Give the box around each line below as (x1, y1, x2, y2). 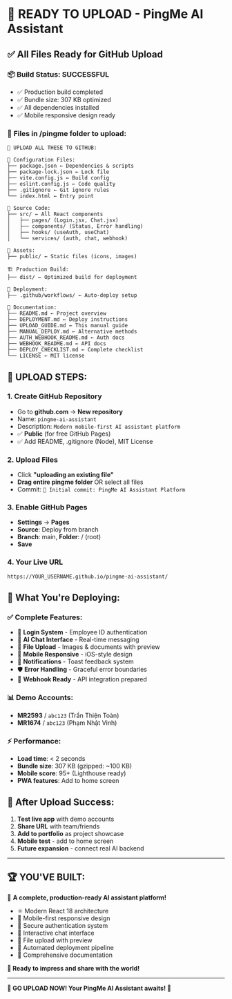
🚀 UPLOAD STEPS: (7, 371, 88, 382)
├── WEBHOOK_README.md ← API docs (7, 340, 107, 347)
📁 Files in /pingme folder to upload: (7, 128, 126, 138)
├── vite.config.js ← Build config (7, 175, 110, 182)
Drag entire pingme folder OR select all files (17, 478, 144, 486)
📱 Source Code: (7, 205, 51, 212)
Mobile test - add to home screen (17, 837, 114, 845)
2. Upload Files (7, 455, 59, 465)
